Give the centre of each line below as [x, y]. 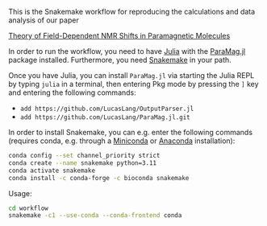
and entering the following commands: [73, 92]
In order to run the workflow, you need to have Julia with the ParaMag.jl [127, 51]
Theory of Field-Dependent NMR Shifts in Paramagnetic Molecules [119, 36]
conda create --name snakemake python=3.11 [83, 163]
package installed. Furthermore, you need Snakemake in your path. [120, 60]
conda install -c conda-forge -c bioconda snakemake [99, 178]
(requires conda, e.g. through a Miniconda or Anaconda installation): [122, 141]
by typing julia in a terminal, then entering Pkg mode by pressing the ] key [134, 84]
